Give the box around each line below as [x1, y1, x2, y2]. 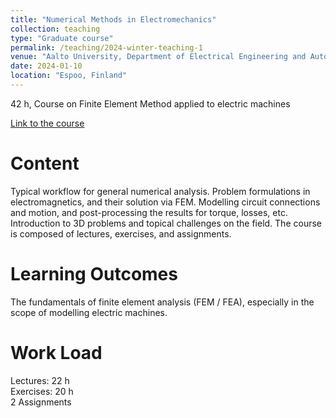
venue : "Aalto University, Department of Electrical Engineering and [10, 52, 307, 62]
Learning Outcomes [10, 263, 178, 285]
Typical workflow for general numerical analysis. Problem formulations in [10, 185, 311, 197]
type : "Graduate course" [10, 33, 114, 43]
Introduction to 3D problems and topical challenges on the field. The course [10, 217, 322, 229]
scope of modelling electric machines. [10, 306, 168, 318]
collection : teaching [10, 24, 101, 34]
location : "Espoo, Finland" [10, 71, 128, 81]
